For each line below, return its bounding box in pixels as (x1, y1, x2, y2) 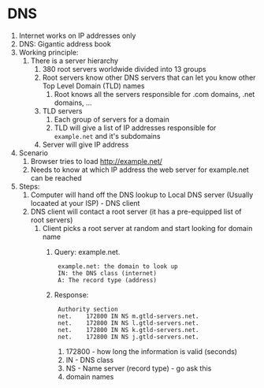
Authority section (58, 305, 119, 313)
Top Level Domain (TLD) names (42, 80, 145, 91)
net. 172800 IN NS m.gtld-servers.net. (58, 312, 199, 320)
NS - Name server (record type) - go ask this (65, 364, 212, 373)
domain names (65, 371, 114, 381)
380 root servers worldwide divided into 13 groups (42, 64, 206, 73)
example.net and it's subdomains (54, 131, 161, 140)
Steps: (18, 181, 40, 191)
